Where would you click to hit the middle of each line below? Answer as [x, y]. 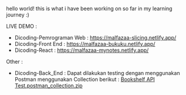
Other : [14, 62]
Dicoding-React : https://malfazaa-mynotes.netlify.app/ [82, 50]
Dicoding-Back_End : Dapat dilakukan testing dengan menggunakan [97, 73]
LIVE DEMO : [21, 26]
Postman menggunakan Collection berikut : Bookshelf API [84, 79]
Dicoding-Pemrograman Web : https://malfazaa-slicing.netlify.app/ [95, 37]
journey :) [18, 15]
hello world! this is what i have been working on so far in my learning [89, 9]
